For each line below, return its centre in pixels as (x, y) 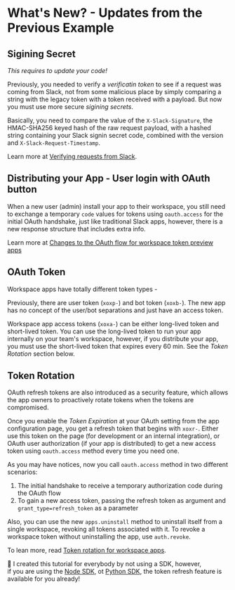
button (22, 190)
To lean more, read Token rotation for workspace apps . (87, 551)
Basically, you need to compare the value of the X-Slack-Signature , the (110, 120)
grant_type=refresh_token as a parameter (78, 508)
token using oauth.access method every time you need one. (93, 451)
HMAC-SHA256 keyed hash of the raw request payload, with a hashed (109, 128)
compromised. (28, 408)
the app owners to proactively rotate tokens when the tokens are (101, 400)
